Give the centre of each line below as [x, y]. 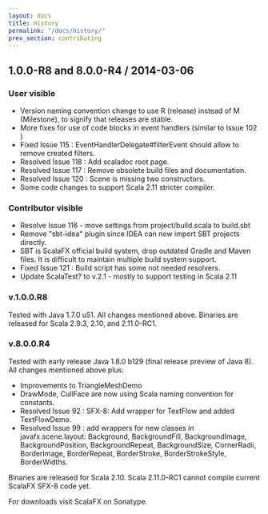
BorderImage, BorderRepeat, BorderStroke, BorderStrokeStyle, [123, 453]
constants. [37, 402]
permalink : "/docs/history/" [57, 30]
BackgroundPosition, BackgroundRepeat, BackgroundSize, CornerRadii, [138, 444]
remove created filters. [57, 153]
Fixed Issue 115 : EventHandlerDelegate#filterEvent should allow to [130, 144]
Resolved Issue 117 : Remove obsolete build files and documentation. [133, 170]
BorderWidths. [44, 462]
